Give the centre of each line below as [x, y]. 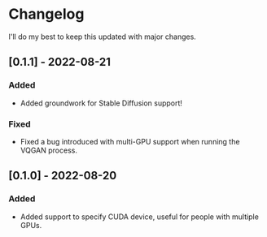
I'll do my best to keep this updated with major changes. [103, 37]
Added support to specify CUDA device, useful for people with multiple [139, 217]
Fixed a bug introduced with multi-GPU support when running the [130, 141]
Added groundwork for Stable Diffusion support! [101, 103]
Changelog [46, 14]
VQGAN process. [48, 150]
